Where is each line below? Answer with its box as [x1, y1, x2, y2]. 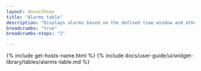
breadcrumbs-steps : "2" [6, 31, 66, 37]
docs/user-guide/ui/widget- [124, 52, 193, 59]
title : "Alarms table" [6, 14, 63, 20]
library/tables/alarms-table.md [6, 59, 81, 66]
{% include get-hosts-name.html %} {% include [6, 52, 124, 59]
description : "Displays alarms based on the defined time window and [6, 20, 184, 25]
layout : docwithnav [6, 8, 55, 15]
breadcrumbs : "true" [6, 25, 58, 31]
